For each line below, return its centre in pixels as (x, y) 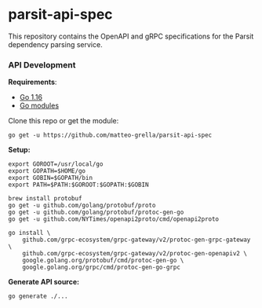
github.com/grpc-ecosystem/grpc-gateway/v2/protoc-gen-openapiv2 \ (135, 254)
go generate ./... (38, 296)
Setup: (19, 150)
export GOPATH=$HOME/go (47, 171)
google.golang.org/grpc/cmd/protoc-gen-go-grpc (101, 268)
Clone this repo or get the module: (64, 121)
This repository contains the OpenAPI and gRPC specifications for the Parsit (131, 36)
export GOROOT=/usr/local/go (56, 164)
